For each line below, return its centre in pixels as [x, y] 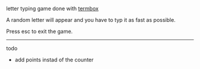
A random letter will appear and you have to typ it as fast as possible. [91, 20]
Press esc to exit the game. [40, 31]
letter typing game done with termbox [52, 9]
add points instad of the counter [54, 60]
